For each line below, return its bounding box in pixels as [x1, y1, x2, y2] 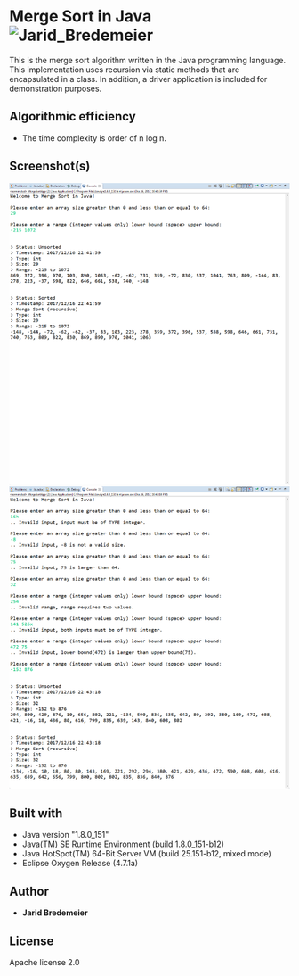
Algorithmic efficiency [9, 109, 136, 124]
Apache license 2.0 [9, 957, 80, 968]
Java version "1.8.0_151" [21, 830, 109, 840]
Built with [9, 806, 63, 822]
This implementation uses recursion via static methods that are [9, 64, 240, 75]
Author [9, 883, 49, 898]
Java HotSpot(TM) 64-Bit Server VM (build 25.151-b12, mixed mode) [21, 848, 271, 859]
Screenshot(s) [9, 159, 91, 174]
